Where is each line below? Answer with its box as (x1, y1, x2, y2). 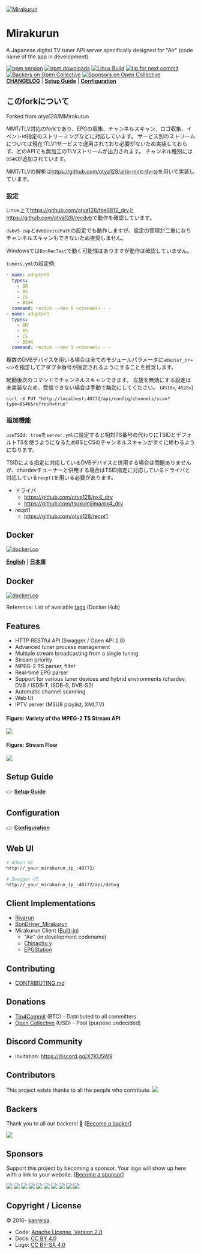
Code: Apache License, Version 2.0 (14, 1228, 103, 1235)
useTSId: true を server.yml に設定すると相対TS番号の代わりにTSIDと (6, 431, 176, 438)
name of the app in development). (6, 53, 90, 60)
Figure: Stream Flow (6, 741, 58, 748)
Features (6, 621, 40, 631)
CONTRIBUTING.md (14, 979, 65, 987)
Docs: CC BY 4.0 (14, 1235, 57, 1242)
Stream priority (14, 656, 53, 663)
